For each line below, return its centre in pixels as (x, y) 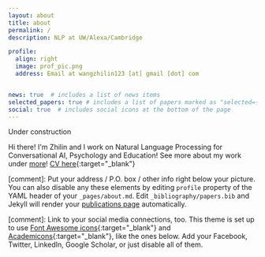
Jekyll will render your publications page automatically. (97, 204)
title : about (30, 23)
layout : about (32, 15)
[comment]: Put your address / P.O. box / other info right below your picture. (132, 179)
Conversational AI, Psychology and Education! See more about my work (125, 155)
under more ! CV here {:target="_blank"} (72, 164)
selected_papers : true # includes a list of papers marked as (112, 102)
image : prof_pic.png (49, 67)
